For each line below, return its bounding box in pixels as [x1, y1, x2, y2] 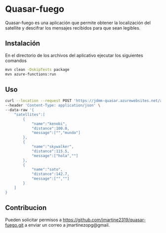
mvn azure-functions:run [5, 71, 56, 77]
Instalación [5, 39, 41, 48]
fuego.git [5, 222, 24, 228]
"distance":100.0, [31, 126, 70, 131]
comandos [5, 58, 27, 64]
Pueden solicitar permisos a [5, 217, 62, 223]
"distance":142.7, [31, 171, 70, 177]
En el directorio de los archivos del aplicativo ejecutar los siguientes [5, 52, 143, 58]
